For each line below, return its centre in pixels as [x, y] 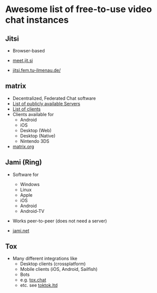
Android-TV [32, 211]
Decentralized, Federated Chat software [54, 98]
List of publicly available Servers [46, 103]
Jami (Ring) [23, 162]
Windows [30, 184]
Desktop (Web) [36, 130]
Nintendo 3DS [35, 141]
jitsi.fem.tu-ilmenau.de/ [37, 70]
